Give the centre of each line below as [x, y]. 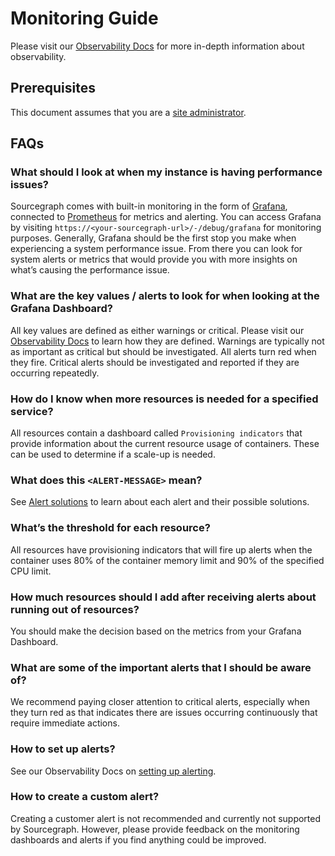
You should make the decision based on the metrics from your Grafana [156, 631]
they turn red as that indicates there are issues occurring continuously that [164, 713]
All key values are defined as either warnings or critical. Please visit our [157, 330]
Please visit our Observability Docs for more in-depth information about [157, 46]
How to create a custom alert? [85, 797]
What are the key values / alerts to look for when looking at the [165, 296]
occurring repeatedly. [55, 373]
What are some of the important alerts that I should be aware [161, 667]
